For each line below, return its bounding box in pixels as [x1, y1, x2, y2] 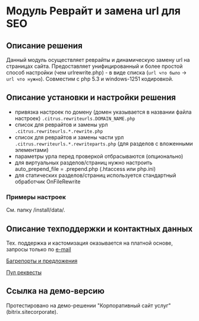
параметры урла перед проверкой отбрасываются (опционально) [14, 152, 184, 160]
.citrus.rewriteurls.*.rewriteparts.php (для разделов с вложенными [14, 140, 193, 147]
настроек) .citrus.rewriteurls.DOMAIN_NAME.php [14, 114, 135, 121]
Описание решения [6, 40, 83, 51]
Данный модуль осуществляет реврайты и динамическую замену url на [6, 57, 190, 63]
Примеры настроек [6, 192, 67, 201]
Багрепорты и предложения [6, 257, 78, 264]
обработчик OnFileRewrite [14, 177, 81, 185]
